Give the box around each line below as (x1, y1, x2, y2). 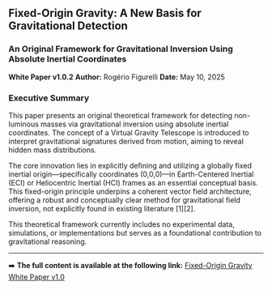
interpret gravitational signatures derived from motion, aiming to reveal (8, 136, 244, 146)
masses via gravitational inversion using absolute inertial (40, 119, 229, 129)
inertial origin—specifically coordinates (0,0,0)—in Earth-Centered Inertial (8, 169, 254, 179)
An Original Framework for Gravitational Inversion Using (8, 44, 233, 55)
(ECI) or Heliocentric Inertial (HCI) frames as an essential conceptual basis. (8, 177, 259, 187)
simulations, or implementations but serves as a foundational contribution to (8, 228, 261, 237)
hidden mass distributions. (8, 145, 97, 155)
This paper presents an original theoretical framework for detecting (8, 110, 233, 120)
